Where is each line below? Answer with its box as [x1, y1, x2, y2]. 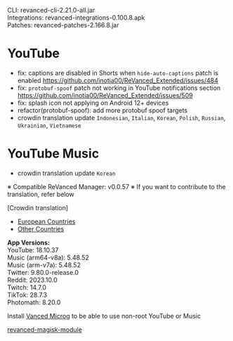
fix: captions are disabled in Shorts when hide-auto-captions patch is [17, 68, 219, 77]
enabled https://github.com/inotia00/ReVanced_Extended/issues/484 [17, 76, 219, 84]
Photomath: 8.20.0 [7, 298, 61, 307]
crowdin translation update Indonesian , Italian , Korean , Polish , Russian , [17, 113, 226, 122]
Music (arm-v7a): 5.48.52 [7, 260, 81, 269]
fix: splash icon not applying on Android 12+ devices [17, 98, 169, 107]
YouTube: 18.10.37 [7, 245, 59, 254]
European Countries [17, 217, 76, 226]
